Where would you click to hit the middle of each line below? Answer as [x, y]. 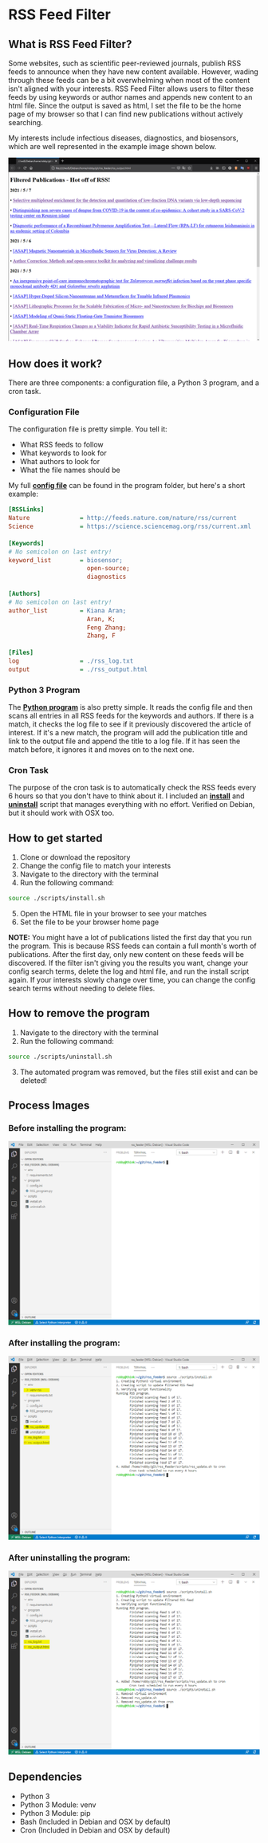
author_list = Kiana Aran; [67, 610]
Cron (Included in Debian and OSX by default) [95, 1830]
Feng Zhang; [106, 628]
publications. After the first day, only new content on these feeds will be [126, 955]
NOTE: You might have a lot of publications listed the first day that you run [130, 938]
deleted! [33, 1080]
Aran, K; [101, 619]
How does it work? [55, 363]
